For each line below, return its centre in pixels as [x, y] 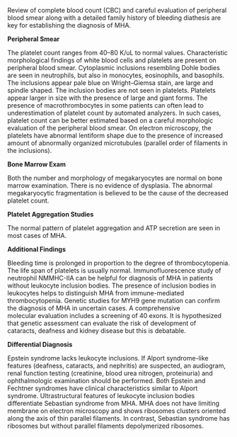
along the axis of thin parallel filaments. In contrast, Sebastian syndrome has [118, 418]
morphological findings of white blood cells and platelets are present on [112, 60]
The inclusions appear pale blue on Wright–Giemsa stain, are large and [110, 83]
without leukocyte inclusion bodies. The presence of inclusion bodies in [112, 285]
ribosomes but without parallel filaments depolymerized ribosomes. [105, 426]
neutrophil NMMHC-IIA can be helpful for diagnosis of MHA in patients [110, 278]
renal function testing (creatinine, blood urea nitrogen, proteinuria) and [110, 373]
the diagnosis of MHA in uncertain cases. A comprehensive [94, 308]
